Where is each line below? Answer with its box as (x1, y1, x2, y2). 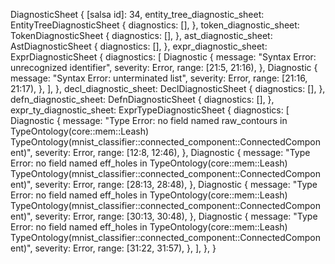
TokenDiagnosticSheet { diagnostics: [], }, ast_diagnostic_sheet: (10, 30, 273, 41)
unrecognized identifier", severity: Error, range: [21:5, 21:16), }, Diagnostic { (10, 62, 318, 73)
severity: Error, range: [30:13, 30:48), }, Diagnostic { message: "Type (34, 210, 318, 222)
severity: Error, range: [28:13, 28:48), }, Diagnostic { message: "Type (34, 179, 318, 190)
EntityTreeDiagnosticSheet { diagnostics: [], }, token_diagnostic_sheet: (10, 19, 300, 31)
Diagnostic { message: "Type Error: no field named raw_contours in (10, 115, 288, 126)
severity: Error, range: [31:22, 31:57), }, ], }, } (34, 242, 217, 254)
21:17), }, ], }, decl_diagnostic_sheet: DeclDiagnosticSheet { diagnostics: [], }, (10, 83, 326, 94)
